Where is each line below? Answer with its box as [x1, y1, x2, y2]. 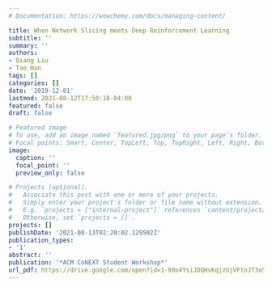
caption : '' [15, 154, 57, 162]
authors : [8, 49, 38, 57]
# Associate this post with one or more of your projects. [8, 191, 219, 199]
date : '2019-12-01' [8, 87, 74, 95]
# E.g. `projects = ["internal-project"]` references [8, 206, 201, 214]
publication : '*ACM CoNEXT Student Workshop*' [8, 259, 168, 267]
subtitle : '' [8, 34, 53, 42]
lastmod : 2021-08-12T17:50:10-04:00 [8, 94, 132, 102]
